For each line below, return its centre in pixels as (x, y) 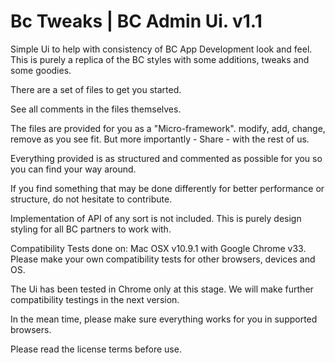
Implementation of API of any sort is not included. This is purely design (156, 218)
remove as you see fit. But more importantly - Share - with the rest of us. (160, 139)
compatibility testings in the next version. (95, 299)
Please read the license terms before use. (96, 349)
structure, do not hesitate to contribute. (91, 199)
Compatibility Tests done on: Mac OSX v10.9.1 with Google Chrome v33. (158, 248)
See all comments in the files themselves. (96, 109)
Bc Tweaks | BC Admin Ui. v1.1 (136, 21)
